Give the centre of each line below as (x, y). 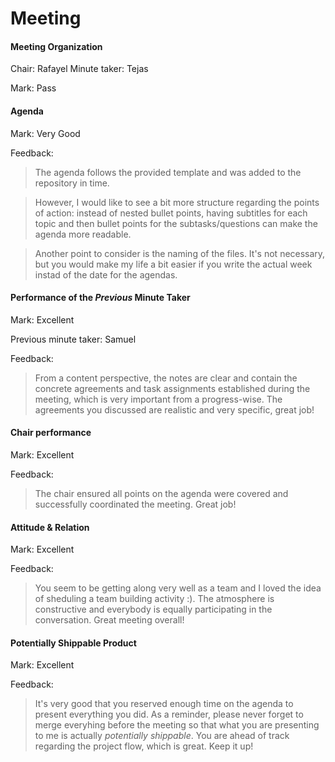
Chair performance (51, 433)
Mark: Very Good (45, 133)
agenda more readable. (83, 234)
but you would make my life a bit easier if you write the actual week (173, 264)
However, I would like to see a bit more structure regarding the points (177, 202)
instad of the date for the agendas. (106, 274)
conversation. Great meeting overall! (109, 620)
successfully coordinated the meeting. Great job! (135, 504)
